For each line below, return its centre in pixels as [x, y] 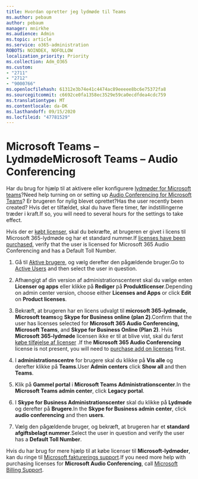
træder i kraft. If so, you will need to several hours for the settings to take [95, 214]
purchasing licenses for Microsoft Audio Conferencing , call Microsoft [92, 463]
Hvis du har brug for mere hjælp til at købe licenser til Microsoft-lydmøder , [98, 451]
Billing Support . [25, 470]
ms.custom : [20, 67]
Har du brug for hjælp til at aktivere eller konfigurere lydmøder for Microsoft [99, 188]
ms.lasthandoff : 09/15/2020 [41, 112]
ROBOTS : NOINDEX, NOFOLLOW [40, 51]
